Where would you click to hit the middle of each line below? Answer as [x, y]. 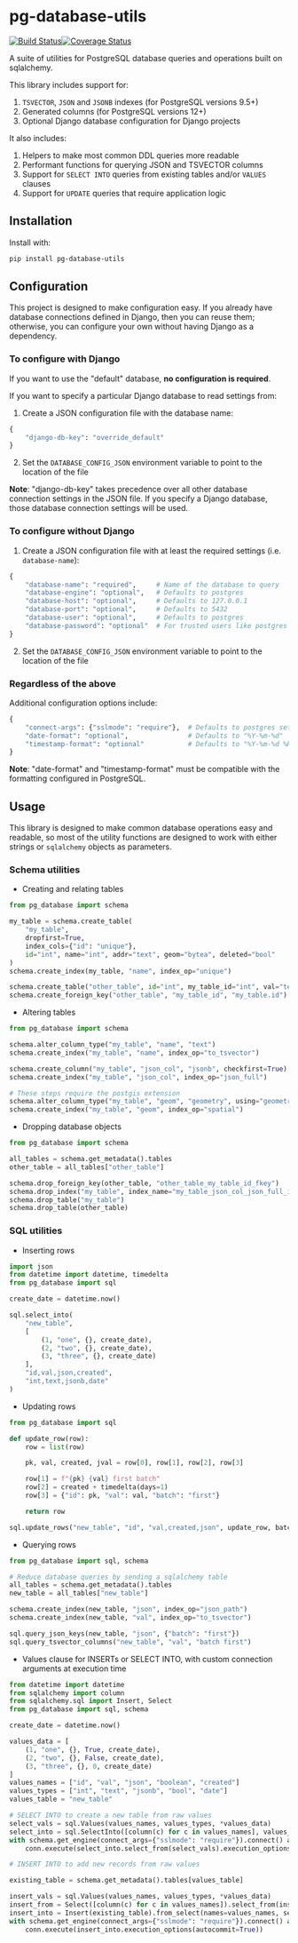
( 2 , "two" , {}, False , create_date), [95, 1758]
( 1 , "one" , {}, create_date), [97, 1340]
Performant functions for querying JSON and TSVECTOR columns [142, 164]
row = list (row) [55, 1447]
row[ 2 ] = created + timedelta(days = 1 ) [97, 1487]
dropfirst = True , [55, 938]
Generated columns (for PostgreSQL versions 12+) [114, 111]
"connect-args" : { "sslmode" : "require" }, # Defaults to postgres [150, 727]
